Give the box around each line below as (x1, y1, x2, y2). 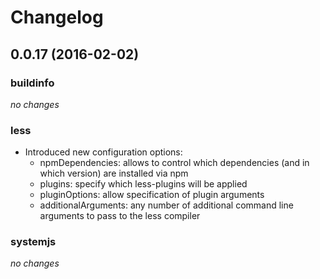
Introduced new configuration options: (24, 146, 183, 158)
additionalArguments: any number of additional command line (39, 199, 294, 211)
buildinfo (10, 76, 55, 90)
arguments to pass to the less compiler (39, 210, 201, 222)
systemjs (10, 235, 57, 249)
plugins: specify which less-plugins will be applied (39, 178, 248, 190)
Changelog (10, 6, 104, 29)
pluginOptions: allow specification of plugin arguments (39, 189, 265, 201)
